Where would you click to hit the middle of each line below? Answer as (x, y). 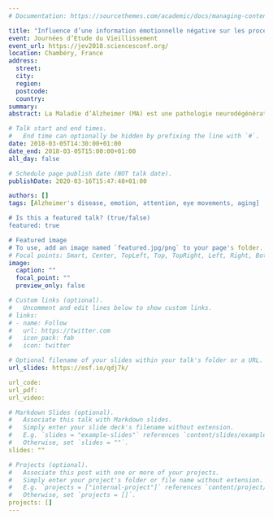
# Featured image (38, 240)
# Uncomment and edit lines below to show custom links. (110, 307)
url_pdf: (23, 390)
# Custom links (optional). (56, 300)
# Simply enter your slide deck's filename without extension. (121, 428)
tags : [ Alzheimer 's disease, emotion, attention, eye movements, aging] (134, 203)
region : (29, 83)
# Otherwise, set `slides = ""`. (69, 443)
